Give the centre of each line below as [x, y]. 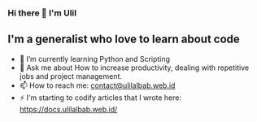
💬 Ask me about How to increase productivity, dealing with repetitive [134, 68]
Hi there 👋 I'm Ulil [42, 13]
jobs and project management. [71, 76]
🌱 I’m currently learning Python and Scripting [95, 59]
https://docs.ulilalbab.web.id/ [68, 109]
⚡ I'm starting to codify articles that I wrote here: [100, 98]
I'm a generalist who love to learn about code [124, 39]
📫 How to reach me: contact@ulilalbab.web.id [97, 85]
